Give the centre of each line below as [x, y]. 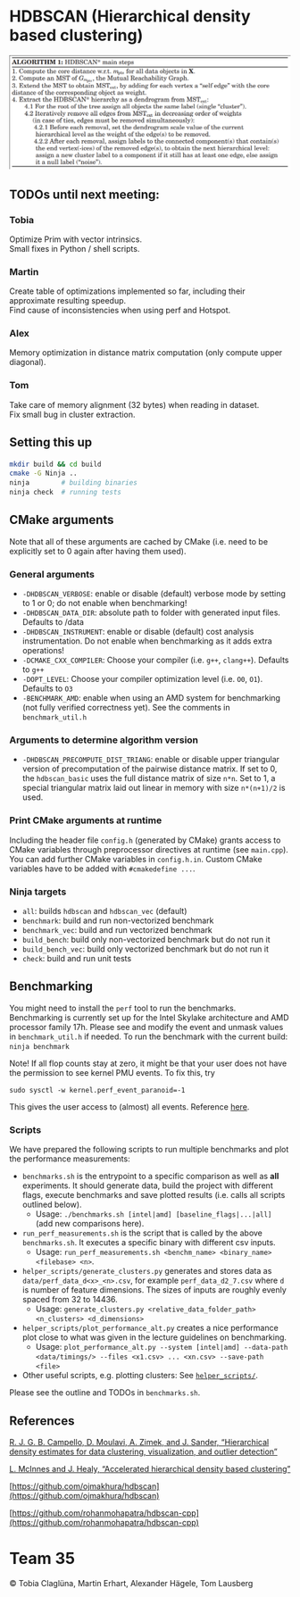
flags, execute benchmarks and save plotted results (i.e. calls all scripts [154, 1195]
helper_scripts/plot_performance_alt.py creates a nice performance [150, 1328]
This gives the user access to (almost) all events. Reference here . [129, 1106]
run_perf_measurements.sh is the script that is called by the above [142, 1233]
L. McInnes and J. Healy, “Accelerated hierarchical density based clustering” [150, 1469]
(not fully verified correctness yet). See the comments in [126, 708]
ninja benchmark [39, 1046]
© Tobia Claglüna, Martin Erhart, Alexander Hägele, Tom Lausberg [131, 1583]
